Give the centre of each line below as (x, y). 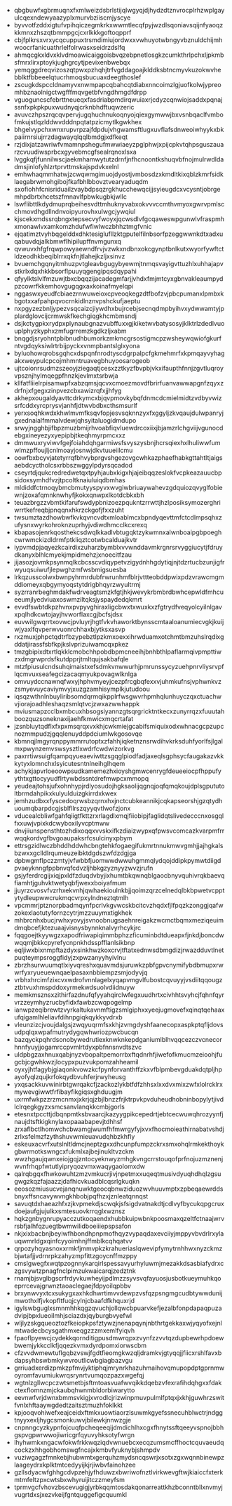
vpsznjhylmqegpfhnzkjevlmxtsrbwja (66, 376)
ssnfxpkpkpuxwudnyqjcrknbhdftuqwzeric (74, 107)
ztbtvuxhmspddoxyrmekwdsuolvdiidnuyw (74, 987)
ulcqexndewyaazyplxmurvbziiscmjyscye (72, 18)
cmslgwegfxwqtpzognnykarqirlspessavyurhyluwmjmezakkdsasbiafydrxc (119, 1263)
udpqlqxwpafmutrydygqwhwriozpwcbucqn (76, 1032)
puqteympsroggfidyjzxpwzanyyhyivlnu (70, 957)
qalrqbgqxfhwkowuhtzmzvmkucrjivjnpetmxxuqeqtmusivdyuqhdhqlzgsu (117, 1174)
